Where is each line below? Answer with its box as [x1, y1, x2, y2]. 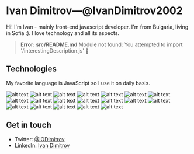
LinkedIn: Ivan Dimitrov [14, 142, 70, 149]
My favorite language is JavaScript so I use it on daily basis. [6, 79, 150, 86]
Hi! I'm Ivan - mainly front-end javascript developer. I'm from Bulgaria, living [6, 23, 189, 30]
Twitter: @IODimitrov [14, 135, 65, 142]
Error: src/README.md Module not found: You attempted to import [20, 41, 183, 48]
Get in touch [6, 120, 51, 130]
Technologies [6, 64, 57, 74]
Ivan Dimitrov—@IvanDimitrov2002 [6, 4, 183, 17]
